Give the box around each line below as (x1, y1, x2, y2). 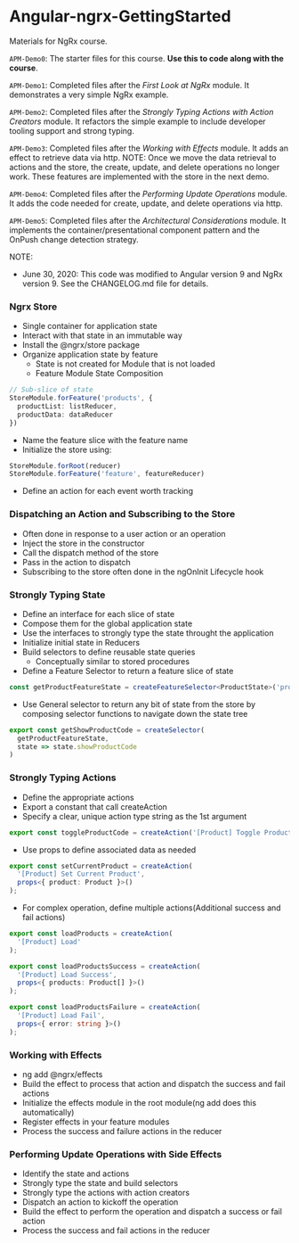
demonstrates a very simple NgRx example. (9, 89, 169, 100)
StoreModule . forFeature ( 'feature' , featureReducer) (9, 470, 205, 479)
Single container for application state (21, 321, 158, 332)
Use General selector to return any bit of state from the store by (21, 698, 256, 710)
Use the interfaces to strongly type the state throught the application (21, 627, 274, 638)
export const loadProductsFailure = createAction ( (9, 1003, 201, 1012)
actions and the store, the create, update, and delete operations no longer (9, 161, 280, 172)
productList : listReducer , (17, 401, 117, 411)
